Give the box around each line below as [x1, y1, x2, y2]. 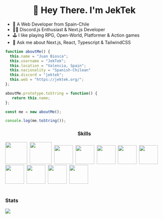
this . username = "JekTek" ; [10, 58, 66, 63]
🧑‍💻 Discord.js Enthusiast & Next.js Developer [12, 26, 105, 32]
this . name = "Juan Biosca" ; [10, 54, 69, 59]
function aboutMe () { [5, 49, 51, 54]
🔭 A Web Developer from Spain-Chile [12, 21, 89, 27]
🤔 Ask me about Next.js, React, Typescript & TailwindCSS [12, 39, 131, 45]
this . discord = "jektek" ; [10, 72, 64, 77]
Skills [77, 130, 91, 137]
